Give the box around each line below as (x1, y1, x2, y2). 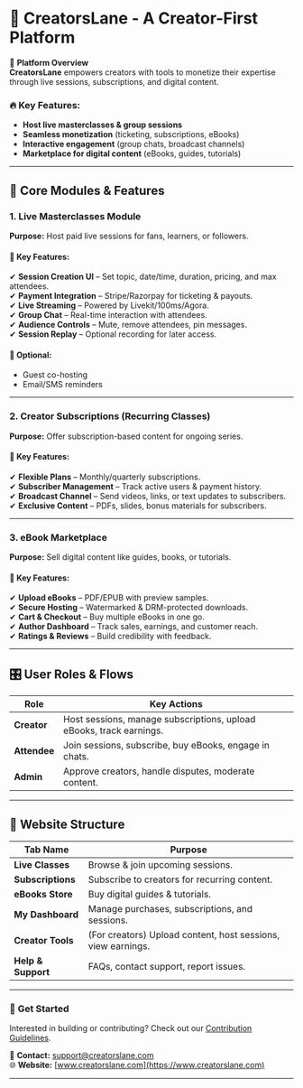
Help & (14, 954, 43, 967)
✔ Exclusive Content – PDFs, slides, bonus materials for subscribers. (9, 500, 268, 511)
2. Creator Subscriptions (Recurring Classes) (9, 410, 211, 423)
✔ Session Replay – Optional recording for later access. (9, 329, 217, 339)
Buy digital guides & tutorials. (87, 888, 212, 900)
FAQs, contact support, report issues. (87, 960, 246, 972)
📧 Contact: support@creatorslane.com (9, 1050, 154, 1061)
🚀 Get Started (9, 1002, 69, 1015)
